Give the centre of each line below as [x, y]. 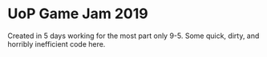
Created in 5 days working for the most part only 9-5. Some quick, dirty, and [133, 36]
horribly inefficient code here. [57, 44]
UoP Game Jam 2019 [78, 14]
